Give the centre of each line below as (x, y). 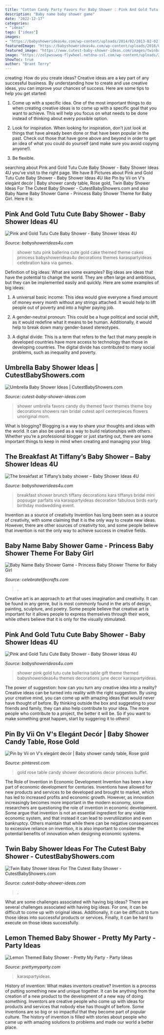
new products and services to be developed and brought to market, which (80, 792)
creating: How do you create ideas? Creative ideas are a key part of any (77, 78)
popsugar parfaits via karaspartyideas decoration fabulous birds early (87, 500)
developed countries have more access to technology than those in (80, 342)
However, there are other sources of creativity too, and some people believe (82, 525)
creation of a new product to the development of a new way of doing (74, 996)
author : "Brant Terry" (28, 64)
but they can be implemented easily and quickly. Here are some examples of (82, 282)
